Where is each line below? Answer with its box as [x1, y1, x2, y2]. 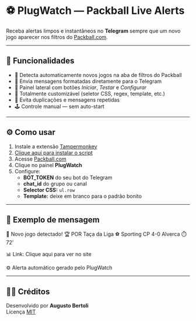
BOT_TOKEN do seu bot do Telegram [23, 174, 113, 181]
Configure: [14, 168, 41, 175]
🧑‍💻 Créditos [6, 287, 50, 296]
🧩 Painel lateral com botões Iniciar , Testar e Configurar [14, 83, 147, 90]
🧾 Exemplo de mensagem [6, 215, 100, 225]
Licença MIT [6, 308, 36, 315]
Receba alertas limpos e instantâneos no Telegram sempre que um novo [6, 27, 181, 34]
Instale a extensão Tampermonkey [14, 143, 97, 150]
